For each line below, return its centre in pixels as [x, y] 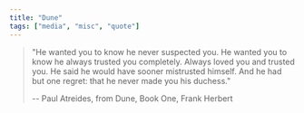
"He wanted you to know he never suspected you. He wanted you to [159, 52]
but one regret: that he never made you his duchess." [131, 80]
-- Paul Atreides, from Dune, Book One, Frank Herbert [132, 98]
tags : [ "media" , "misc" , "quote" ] [75, 26]
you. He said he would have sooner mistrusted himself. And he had [157, 71]
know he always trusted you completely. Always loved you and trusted [163, 61]
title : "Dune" [36, 18]
